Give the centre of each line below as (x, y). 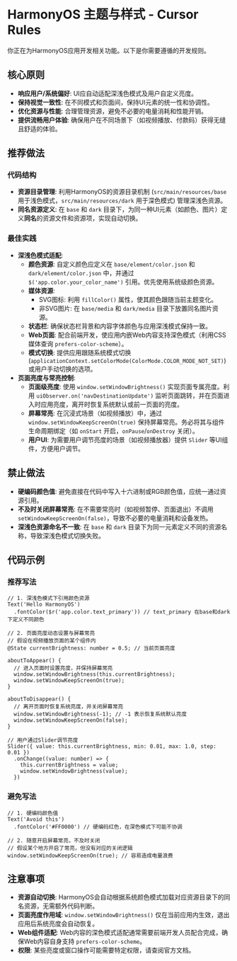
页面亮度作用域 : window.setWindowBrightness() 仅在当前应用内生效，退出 (123, 915)
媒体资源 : (41, 290)
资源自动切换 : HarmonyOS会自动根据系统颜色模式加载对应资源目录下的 (121, 897)
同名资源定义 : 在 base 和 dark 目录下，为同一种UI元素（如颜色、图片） (119, 209)
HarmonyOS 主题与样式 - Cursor (103, 15)
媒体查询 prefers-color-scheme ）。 (78, 343)
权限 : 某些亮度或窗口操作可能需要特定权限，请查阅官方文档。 (106, 950)
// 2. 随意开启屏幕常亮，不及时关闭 (54, 840)
